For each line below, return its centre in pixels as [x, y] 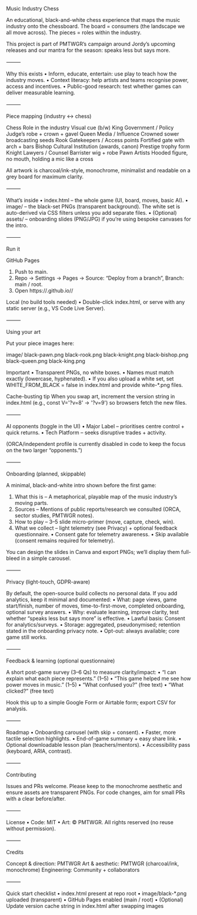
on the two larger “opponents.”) [44, 450]
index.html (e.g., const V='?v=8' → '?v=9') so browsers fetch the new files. [96, 403]
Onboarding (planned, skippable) [46, 474]
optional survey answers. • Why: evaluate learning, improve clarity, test [93, 612]
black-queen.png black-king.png [46, 361]
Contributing [21, 775]
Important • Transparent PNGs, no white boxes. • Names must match [90, 372]
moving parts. [31, 503]
